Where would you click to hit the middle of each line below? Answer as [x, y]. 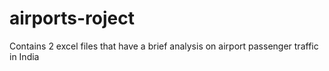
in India [24, 56]
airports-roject [72, 18]
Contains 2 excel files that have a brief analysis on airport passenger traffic [164, 46]
